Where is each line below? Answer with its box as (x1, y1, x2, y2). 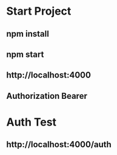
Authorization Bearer (6, 90, 88, 101)
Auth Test (6, 115, 56, 129)
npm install (6, 29, 50, 39)
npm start (6, 49, 44, 59)
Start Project (6, 4, 72, 18)
